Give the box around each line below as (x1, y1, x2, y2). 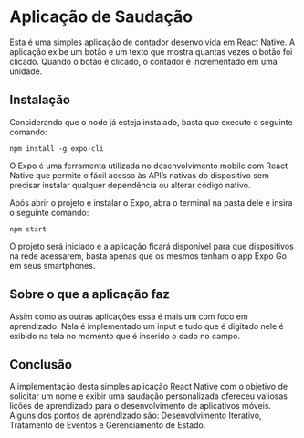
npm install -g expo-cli (9, 144, 104, 153)
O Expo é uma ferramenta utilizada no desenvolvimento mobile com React (9, 160, 288, 171)
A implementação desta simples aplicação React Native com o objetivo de (9, 381, 288, 392)
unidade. (9, 66, 43, 77)
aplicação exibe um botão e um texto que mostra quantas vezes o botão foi (9, 46, 293, 57)
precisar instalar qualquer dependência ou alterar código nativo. (9, 179, 251, 190)
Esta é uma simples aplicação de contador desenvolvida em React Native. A (9, 37, 295, 48)
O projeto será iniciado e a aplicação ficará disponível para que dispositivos (9, 240, 294, 251)
